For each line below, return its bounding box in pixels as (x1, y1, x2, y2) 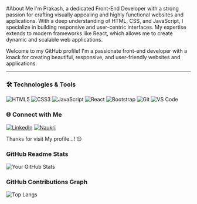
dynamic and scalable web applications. (6, 36, 103, 43)
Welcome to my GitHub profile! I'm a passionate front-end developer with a (6, 47, 188, 55)
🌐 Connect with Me (6, 111, 63, 119)
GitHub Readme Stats (6, 149, 69, 158)
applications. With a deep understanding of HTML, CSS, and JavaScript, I (6, 18, 184, 24)
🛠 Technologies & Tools (6, 80, 76, 89)
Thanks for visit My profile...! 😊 (6, 135, 82, 142)
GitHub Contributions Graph (6, 178, 88, 186)
